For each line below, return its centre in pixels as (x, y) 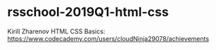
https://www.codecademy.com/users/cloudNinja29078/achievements (108, 38)
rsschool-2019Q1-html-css (88, 12)
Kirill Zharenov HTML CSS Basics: (56, 31)
